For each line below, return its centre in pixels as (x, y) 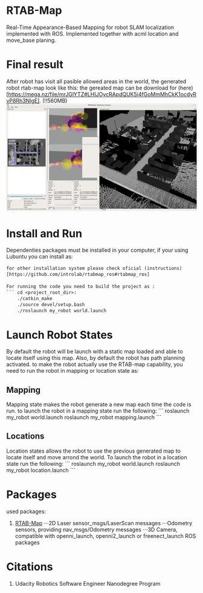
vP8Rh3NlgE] (23, 100)
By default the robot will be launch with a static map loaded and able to (95, 352)
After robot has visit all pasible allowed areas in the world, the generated (96, 81)
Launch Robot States (60, 335)
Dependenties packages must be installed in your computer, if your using (97, 250)
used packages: (26, 511)
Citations (30, 567)
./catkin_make (35, 299)
